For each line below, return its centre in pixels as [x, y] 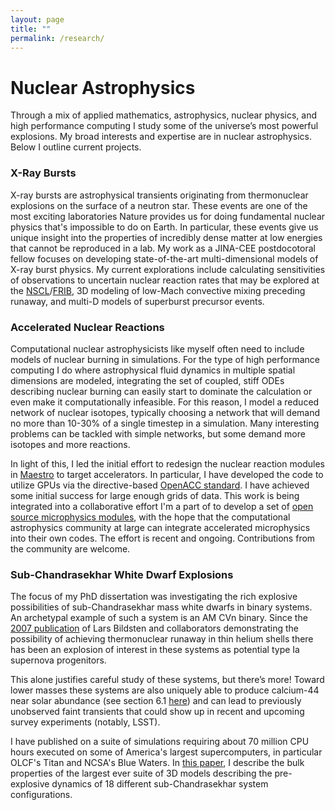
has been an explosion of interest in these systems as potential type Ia [155, 650]
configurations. [41, 795]
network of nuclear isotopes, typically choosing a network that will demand [165, 412]
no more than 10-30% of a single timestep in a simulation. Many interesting [165, 423]
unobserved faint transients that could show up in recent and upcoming [157, 712]
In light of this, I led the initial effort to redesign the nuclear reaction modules [167, 463]
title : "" [31, 29]
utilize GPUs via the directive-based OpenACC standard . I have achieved [160, 485]
